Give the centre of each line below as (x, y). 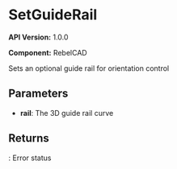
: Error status (30, 158)
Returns (29, 138)
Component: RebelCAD (48, 52)
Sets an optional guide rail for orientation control (89, 68)
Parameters (38, 94)
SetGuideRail (53, 15)
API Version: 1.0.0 (38, 37)
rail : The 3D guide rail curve (67, 113)
